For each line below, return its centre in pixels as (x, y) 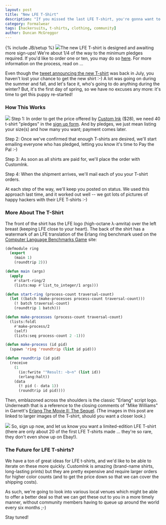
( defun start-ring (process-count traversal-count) (59, 294)
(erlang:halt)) (34, 377)
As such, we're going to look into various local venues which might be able (81, 492)
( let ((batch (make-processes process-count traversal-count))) (77, 299)
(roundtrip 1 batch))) (37, 308)
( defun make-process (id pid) (36, 345)
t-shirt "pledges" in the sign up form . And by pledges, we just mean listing (81, 124)
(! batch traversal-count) (42, 304)
